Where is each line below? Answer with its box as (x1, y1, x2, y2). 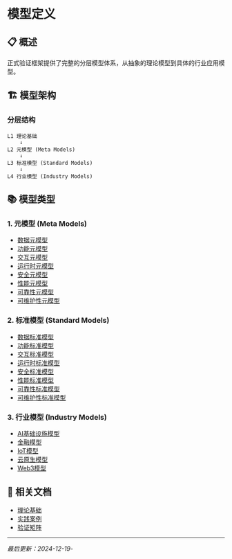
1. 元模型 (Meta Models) (7, 219, 88, 229)
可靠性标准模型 (17, 384, 60, 393)
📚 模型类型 (7, 193, 56, 205)
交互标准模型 (17, 350, 54, 358)
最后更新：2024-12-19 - (7, 544, 74, 553)
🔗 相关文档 (7, 486, 52, 498)
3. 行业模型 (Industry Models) (7, 412, 107, 422)
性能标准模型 (17, 375, 54, 384)
